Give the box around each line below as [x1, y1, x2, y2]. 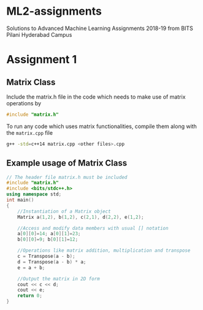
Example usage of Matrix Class [6, 158, 128, 168]
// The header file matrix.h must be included [6, 174, 128, 180]
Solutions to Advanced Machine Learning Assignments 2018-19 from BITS [6, 25, 193, 32]
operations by [6, 99, 42, 107]
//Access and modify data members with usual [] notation [17, 225, 169, 231]
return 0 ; [17, 293, 43, 299]
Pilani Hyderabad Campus [6, 31, 72, 38]
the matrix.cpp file [6, 129, 53, 136]
